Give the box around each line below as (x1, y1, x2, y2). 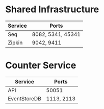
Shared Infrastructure (5, 4, 99, 15)
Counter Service (5, 60, 76, 71)
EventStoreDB (8, 95, 42, 102)
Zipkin (8, 39, 23, 46)
